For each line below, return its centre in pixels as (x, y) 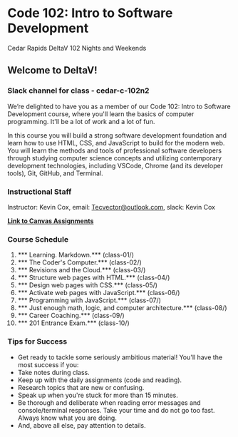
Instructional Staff (40, 192)
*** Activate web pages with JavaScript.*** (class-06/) (99, 293)
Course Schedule (38, 239)
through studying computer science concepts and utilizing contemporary (115, 158)
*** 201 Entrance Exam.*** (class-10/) (73, 323)
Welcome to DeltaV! (52, 70)
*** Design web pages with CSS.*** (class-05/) (88, 285)
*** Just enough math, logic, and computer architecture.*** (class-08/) (122, 308)
